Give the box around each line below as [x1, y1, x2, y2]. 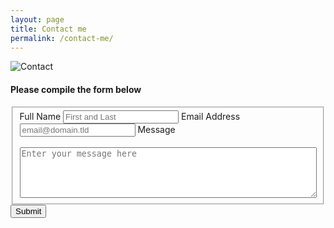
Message [137, 124, 176, 136]
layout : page [10, 14, 65, 25]
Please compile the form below [10, 83, 142, 95]
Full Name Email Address [19, 111, 241, 123]
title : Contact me [10, 24, 87, 34]
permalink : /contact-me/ [10, 33, 114, 43]
